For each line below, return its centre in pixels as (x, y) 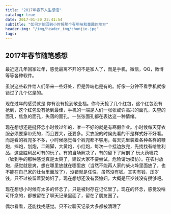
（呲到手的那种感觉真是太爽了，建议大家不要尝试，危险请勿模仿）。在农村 (82, 159)
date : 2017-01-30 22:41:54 (34, 19)
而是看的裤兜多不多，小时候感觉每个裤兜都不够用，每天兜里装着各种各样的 (83, 140)
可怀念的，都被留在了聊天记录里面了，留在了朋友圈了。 (63, 195)
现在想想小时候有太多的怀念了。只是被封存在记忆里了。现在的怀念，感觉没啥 (85, 189)
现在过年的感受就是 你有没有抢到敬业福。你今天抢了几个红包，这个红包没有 (84, 103)
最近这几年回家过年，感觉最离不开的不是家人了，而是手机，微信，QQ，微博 (84, 69)
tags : (11, 34)
